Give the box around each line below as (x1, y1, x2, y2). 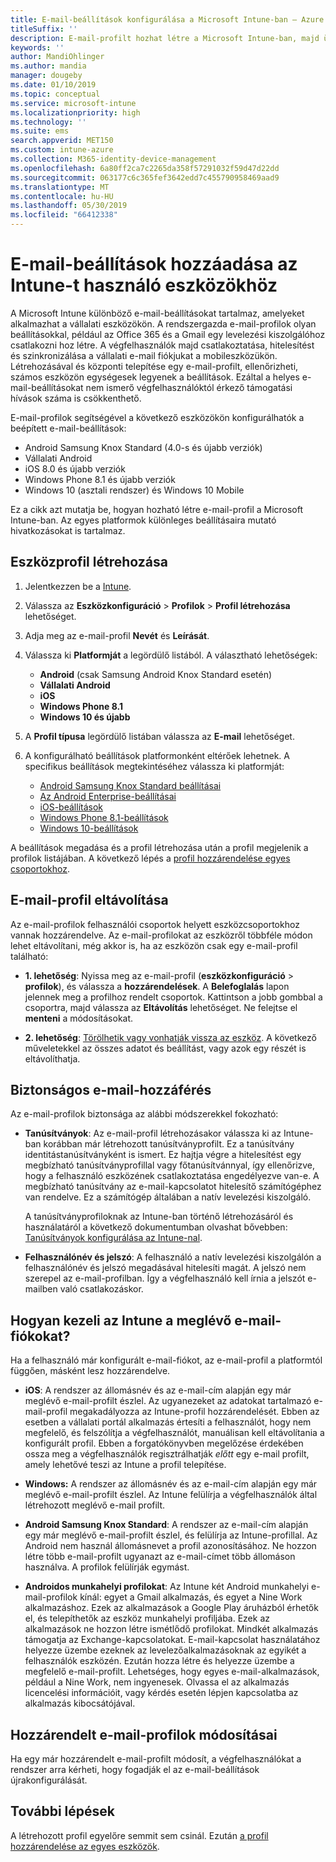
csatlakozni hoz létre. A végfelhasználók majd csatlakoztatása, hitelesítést (10, 339, 315, 351)
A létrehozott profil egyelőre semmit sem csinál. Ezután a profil (10, 1829, 269, 1841)
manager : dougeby (10, 71, 83, 81)
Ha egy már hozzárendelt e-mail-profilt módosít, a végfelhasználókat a (10, 1753, 302, 1765)
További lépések (10, 1803, 115, 1820)
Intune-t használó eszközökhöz (10, 274, 278, 297)
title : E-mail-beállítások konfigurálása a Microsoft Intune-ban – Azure (10, 14, 325, 25)
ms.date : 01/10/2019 (10, 80, 97, 90)
